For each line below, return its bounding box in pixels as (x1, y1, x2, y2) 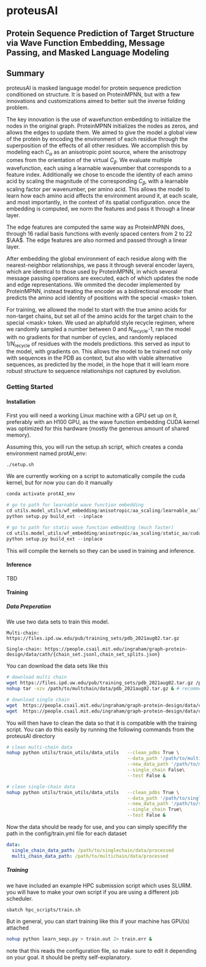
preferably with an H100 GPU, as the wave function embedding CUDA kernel (6, 418, 199, 425)
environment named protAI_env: (6, 449, 87, 457)
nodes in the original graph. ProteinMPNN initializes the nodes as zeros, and (6, 122, 199, 129)
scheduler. (6, 895, 33, 902)
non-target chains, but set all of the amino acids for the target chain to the (6, 312, 193, 320)
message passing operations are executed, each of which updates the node (6, 274, 199, 282)
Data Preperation (6, 603, 51, 610)
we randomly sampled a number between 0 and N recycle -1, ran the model (6, 325, 191, 334)
